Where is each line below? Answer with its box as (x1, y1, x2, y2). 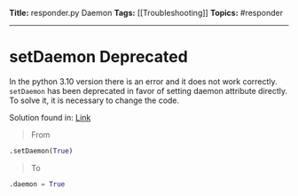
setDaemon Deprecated (9, 47, 188, 67)
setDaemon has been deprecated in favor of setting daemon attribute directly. (9, 85, 288, 96)
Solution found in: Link (9, 112, 91, 122)
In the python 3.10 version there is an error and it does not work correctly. (9, 75, 278, 87)
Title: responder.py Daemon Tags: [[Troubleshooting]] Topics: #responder (9, 8, 284, 18)
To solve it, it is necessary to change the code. (9, 95, 180, 106)
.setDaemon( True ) (9, 146, 74, 155)
